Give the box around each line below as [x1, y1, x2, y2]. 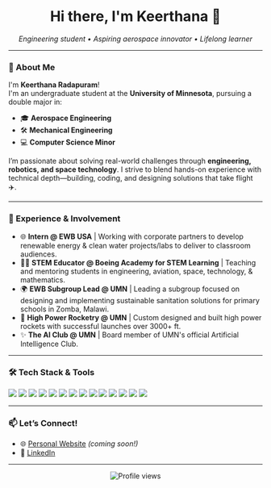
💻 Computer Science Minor [19, 137, 115, 148]
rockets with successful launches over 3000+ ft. [19, 321, 181, 331]
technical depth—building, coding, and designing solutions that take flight [8, 173, 253, 183]
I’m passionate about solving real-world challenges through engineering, [8, 156, 252, 166]
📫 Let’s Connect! [8, 417, 78, 428]
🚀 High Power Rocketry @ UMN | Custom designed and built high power [19, 312, 262, 322]
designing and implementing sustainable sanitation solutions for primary [19, 295, 261, 305]
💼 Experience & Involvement [8, 213, 121, 224]
